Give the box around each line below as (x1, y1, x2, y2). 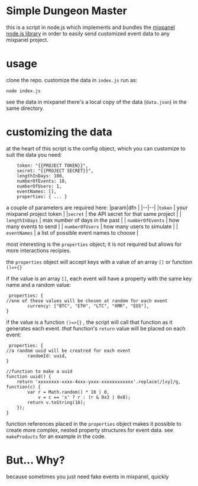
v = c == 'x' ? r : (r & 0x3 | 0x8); (37, 394, 131, 400)
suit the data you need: (6, 151, 62, 158)
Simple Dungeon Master (6, 4, 127, 18)
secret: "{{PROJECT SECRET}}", (17, 167, 94, 174)
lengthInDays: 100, (17, 173, 65, 179)
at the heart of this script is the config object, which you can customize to (6, 145, 186, 152)
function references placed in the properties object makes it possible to (6, 420, 181, 427)
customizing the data (6, 125, 112, 139)
